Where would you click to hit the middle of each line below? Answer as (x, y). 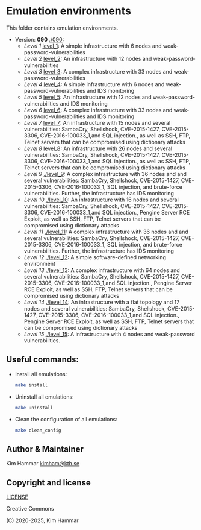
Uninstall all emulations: (44, 397)
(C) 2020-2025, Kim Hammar (43, 520)
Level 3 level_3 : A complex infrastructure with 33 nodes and (98, 71)
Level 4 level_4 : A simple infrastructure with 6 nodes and (94, 84)
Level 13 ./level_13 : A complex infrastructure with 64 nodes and (102, 270)
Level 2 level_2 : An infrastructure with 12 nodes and (88, 58)
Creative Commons (30, 509)
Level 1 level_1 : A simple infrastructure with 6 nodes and (93, 46)
